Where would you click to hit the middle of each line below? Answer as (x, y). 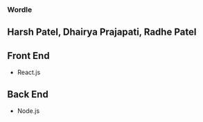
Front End (28, 56)
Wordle (20, 10)
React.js (29, 72)
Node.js (28, 111)
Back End (28, 94)
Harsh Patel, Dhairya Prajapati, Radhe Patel (102, 32)
